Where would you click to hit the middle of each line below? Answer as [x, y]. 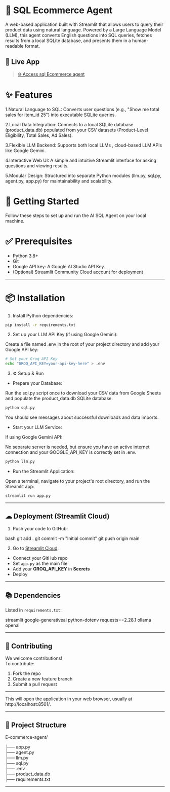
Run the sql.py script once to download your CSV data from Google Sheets [83, 393]
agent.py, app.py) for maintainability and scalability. [59, 181]
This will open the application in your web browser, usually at [69, 699]
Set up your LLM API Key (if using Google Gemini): [65, 335]
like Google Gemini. [26, 150]
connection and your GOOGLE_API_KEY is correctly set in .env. [71, 452]
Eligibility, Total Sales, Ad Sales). [39, 135]
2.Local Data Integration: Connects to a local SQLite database [69, 124]
